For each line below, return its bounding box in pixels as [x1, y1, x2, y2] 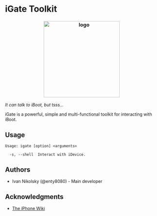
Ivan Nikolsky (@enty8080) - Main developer [12, 178, 103, 184]
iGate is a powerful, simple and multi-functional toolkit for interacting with [5, 111, 152, 118]
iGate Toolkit [5, 3, 57, 15]
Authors [5, 165, 31, 174]
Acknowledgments [5, 193, 64, 201]
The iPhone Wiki [12, 205, 45, 211]
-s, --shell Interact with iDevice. [9, 152, 86, 157]
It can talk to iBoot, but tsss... [5, 102, 64, 108]
